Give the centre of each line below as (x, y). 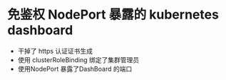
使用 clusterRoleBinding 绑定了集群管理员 (78, 60)
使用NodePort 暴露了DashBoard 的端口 (75, 69)
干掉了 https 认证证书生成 (55, 51)
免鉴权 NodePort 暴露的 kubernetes (113, 15)
